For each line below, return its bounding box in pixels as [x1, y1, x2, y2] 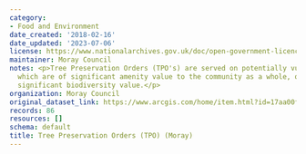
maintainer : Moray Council [9, 55, 112, 64]
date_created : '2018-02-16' [9, 30, 117, 39]
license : [9, 47, 43, 56]
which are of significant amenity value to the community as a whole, [17, 72, 291, 82]
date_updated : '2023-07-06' [9, 38, 117, 48]
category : [9, 13, 47, 23]
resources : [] [9, 114, 64, 123]
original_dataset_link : [9, 97, 100, 107]
